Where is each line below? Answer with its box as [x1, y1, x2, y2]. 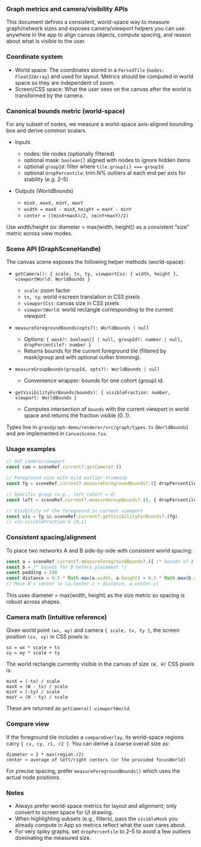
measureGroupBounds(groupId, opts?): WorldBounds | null [14, 366, 160, 372]
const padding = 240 [6, 569, 58, 575]
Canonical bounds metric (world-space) [6, 107, 126, 115]
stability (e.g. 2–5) [23, 175, 69, 183]
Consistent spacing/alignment [6, 533, 97, 542]
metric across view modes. [6, 229, 73, 237]
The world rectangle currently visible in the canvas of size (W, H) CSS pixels [6, 660, 194, 668]
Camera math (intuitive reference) [6, 613, 107, 621]
